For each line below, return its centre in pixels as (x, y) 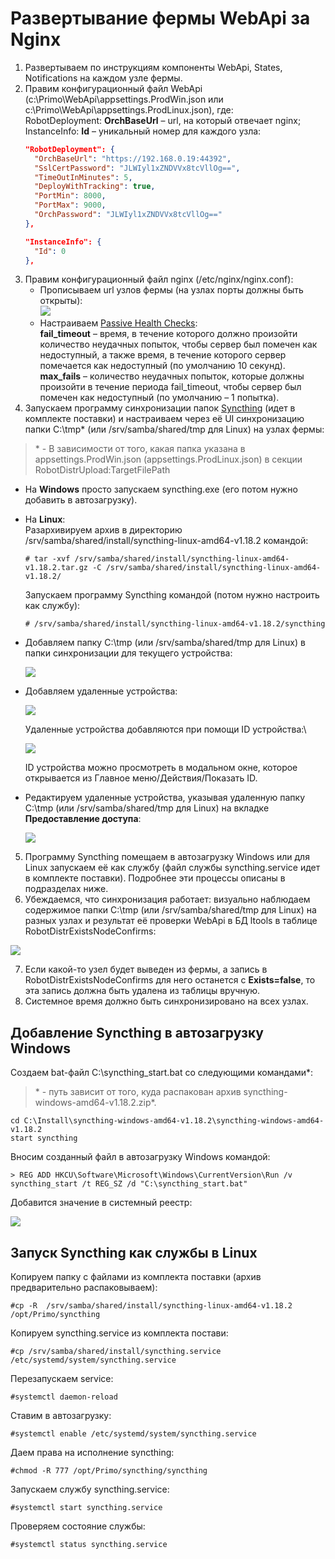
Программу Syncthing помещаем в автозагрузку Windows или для (167, 857)
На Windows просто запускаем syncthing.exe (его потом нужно (161, 489)
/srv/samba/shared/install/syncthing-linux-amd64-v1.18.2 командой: (166, 541)
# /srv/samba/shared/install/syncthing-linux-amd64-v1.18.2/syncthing (175, 624)
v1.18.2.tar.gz (56, 568)
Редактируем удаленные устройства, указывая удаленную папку (165, 798)
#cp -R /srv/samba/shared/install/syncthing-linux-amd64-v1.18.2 (151, 1306)
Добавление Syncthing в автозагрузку (137, 1032)
